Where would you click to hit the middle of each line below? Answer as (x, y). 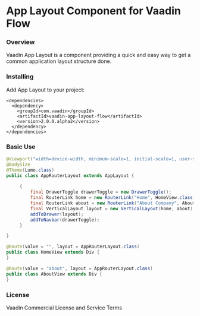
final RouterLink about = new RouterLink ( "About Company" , (105, 203)
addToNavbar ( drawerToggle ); (65, 220)
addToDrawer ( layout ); (57, 214)
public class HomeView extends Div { (53, 252)
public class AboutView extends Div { (54, 274)
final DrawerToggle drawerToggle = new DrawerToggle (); (101, 192)
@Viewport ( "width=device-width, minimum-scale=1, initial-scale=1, (92, 159)
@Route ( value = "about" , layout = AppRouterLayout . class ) (79, 268)
